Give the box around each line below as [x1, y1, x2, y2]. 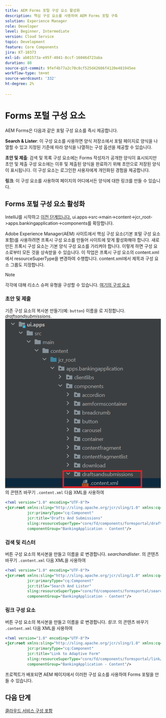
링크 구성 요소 [5, 607, 36, 614]
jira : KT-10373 [5, 50, 37, 55]
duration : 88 [5, 60, 32, 65]
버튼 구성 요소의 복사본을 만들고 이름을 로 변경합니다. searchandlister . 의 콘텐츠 [5, 551, 159, 557]
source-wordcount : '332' [5, 76, 56, 81]
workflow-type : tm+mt [5, 71, 50, 76]
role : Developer [5, 24, 39, 29]
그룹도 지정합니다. [10, 261, 45, 267]
